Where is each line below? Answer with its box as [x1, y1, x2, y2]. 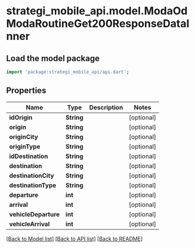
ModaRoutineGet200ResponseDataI [6, 17, 190, 30]
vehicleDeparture [9, 210, 60, 218]
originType [9, 142, 41, 150]
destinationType [9, 181, 57, 189]
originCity [9, 132, 39, 141]
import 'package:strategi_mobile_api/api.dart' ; [6, 69, 129, 75]
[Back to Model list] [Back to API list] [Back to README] [6, 235, 143, 242]
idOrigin [9, 113, 33, 122]
